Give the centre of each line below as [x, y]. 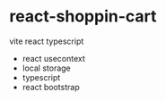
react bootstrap [51, 87]
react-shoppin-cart [83, 17]
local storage [47, 68]
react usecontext [53, 58]
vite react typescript [47, 41]
